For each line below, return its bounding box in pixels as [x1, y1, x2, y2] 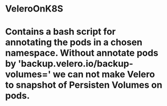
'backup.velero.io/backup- [18, 58, 133, 69]
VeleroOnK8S [5, 3, 63, 15]
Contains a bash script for [5, 26, 116, 38]
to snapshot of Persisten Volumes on [5, 79, 162, 91]
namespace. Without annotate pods [5, 47, 158, 59]
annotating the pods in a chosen [5, 37, 142, 48]
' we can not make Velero [47, 69, 155, 80]
